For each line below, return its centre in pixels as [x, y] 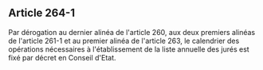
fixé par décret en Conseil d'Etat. [63, 57]
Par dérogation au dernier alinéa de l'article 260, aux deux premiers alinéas [132, 32]
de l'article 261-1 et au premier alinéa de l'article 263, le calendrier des [124, 41]
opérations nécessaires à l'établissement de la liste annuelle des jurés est [129, 49]
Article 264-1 [42, 13]
